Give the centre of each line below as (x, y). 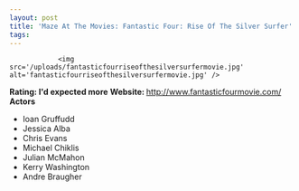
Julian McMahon (54, 158)
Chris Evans (45, 138)
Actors (23, 101)
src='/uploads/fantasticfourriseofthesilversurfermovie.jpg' (127, 67)
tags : (19, 34)
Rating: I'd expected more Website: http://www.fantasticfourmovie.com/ (145, 92)
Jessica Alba (46, 129)
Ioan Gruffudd (48, 119)
